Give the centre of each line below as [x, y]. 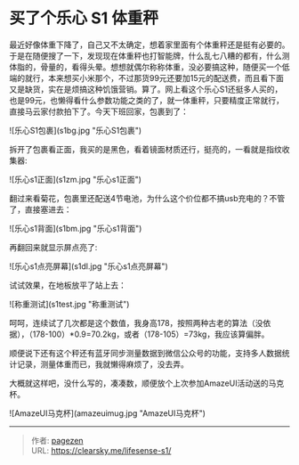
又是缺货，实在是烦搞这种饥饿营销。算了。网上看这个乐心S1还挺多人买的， [146, 89]
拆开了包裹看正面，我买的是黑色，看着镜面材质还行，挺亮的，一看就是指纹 [145, 149]
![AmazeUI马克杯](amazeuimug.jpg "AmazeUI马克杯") [108, 413]
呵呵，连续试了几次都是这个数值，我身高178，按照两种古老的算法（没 [137, 322]
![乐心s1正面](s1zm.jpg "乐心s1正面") [76, 179]
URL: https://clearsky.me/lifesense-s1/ [101, 450]
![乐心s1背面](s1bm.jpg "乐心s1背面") [76, 228]
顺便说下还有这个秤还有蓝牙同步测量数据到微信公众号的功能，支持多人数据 [145, 353]
